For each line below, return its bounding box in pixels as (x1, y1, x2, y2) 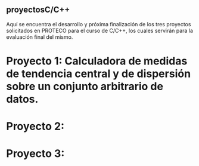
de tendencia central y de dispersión (6, 67, 191, 80)
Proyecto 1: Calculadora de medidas (6, 54, 188, 67)
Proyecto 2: (6, 119, 64, 133)
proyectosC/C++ (6, 5, 70, 15)
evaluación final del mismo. (6, 33, 73, 41)
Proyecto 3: (6, 147, 65, 161)
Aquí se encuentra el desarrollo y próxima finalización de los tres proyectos (6, 20, 191, 27)
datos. (6, 93, 39, 106)
